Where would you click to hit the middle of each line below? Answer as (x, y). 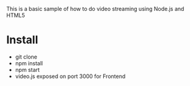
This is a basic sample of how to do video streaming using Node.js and (95, 9)
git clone (26, 57)
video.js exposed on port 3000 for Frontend (70, 76)
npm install (29, 63)
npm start (27, 70)
